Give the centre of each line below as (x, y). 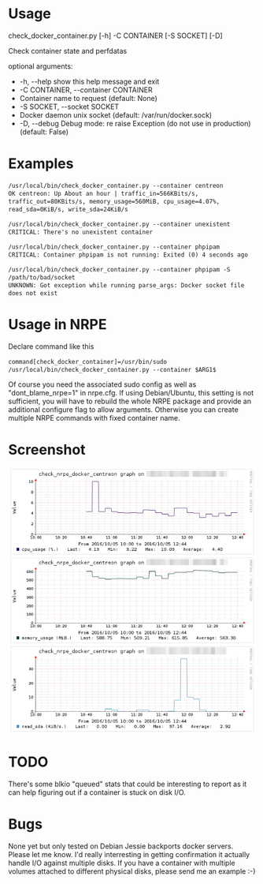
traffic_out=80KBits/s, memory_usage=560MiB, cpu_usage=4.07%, (114, 201)
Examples (41, 164)
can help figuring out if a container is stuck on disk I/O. (97, 792)
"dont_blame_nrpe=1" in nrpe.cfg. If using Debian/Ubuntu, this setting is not (131, 392)
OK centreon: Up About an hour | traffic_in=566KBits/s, (104, 193)
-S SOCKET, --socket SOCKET (69, 107)
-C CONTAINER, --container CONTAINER (86, 90)
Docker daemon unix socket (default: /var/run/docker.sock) (116, 114)
